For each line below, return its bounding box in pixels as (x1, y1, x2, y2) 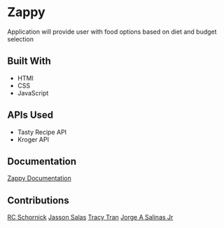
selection (7, 34, 34, 43)
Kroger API (17, 135, 49, 144)
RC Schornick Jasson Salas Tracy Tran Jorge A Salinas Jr (7, 213, 174, 222)
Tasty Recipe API (17, 128, 67, 136)
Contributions (7, 194, 69, 206)
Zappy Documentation (7, 174, 71, 182)
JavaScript (17, 88, 49, 97)
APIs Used (7, 109, 54, 121)
